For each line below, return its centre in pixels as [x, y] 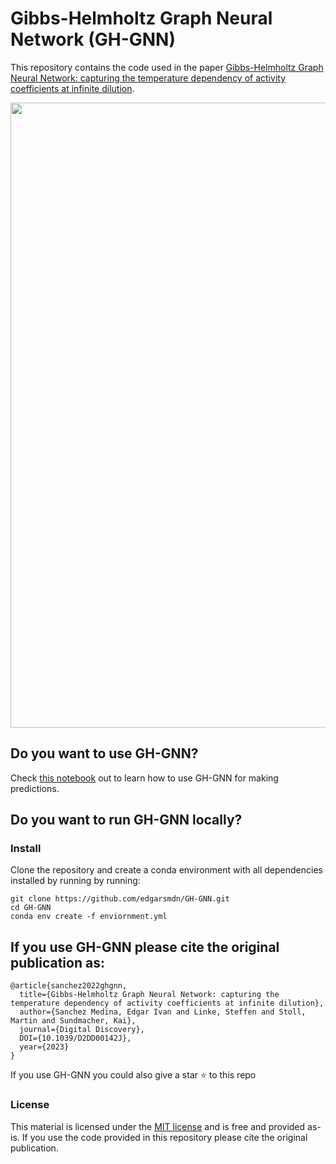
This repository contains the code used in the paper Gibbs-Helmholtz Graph [167, 67]
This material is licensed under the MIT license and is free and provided [158, 1126]
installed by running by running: [75, 881]
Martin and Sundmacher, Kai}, [73, 1021]
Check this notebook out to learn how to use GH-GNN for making [144, 778]
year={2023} [44, 1047]
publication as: [57, 962]
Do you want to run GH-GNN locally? [126, 820]
